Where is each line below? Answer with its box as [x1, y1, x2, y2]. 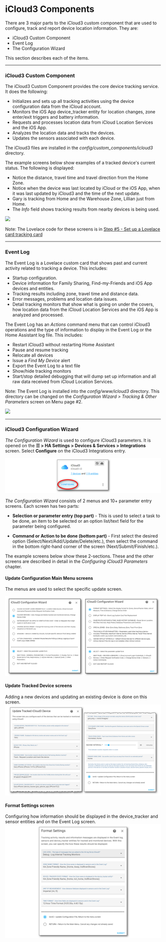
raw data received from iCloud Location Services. [12, 379, 114, 385]
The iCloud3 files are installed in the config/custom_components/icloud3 [5, 145, 153, 151]
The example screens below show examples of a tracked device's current [5, 160, 156, 166]
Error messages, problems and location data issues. [12, 296, 119, 302]
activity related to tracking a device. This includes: [5, 265, 108, 271]
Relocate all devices [12, 352, 53, 358]
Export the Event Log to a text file [12, 363, 81, 369]
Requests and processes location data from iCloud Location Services [12, 119, 153, 125]
